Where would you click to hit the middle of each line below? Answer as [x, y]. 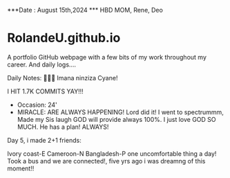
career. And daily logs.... [42, 64]
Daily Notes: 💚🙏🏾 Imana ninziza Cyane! [63, 78]
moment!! [21, 168]
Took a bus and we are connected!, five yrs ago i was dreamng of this [106, 161]
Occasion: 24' [37, 105]
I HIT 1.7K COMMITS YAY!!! [46, 91]
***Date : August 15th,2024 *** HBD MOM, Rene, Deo [85, 10]
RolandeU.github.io [64, 38]
